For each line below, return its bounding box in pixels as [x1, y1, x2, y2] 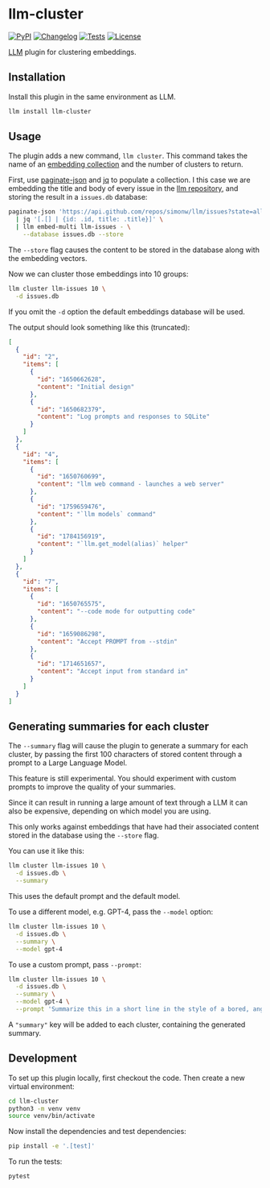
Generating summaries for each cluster [8, 719, 209, 733]
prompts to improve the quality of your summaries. [8, 782, 177, 792]
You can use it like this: [8, 847, 84, 856]
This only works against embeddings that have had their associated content [8, 822, 260, 832]
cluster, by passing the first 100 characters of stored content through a [8, 750, 243, 760]
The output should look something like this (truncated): [8, 322, 190, 332]
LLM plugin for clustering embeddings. [8, 47, 137, 56]
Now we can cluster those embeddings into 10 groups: [8, 269, 189, 279]
